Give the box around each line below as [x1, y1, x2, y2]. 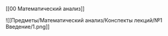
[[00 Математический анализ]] [5, 5, 85, 12]
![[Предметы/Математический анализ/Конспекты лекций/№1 [5, 17, 163, 23]
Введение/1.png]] [5, 23, 50, 30]
